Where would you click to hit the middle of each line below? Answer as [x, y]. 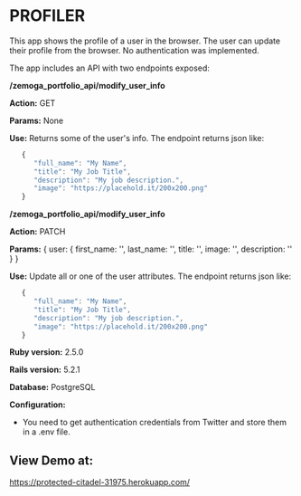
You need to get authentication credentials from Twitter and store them [155, 423]
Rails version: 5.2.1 [45, 370]
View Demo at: [52, 460]
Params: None [37, 120]
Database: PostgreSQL [52, 387]
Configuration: [38, 405]
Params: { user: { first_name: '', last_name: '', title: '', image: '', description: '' [151, 249]
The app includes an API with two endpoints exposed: [110, 68]
